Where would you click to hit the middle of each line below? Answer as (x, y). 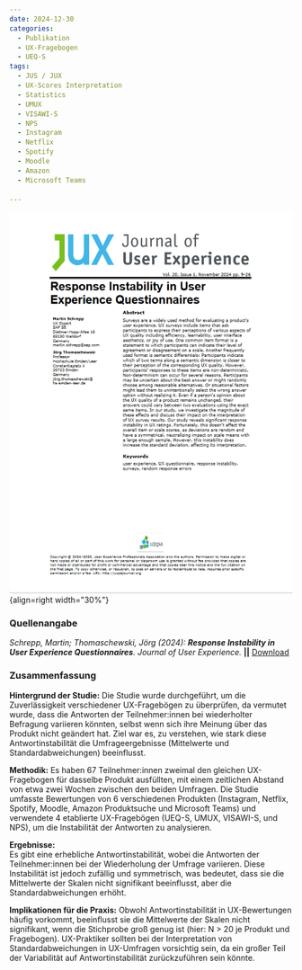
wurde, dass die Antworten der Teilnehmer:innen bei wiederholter (131, 714)
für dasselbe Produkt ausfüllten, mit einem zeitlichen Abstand (170, 779)
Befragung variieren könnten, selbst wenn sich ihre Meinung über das (138, 724)
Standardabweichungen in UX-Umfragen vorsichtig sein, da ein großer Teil (147, 948)
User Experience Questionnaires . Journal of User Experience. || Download (149, 653)
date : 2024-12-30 (42, 19)
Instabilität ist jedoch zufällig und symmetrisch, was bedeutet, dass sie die (147, 873)
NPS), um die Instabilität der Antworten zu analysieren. (111, 827)
